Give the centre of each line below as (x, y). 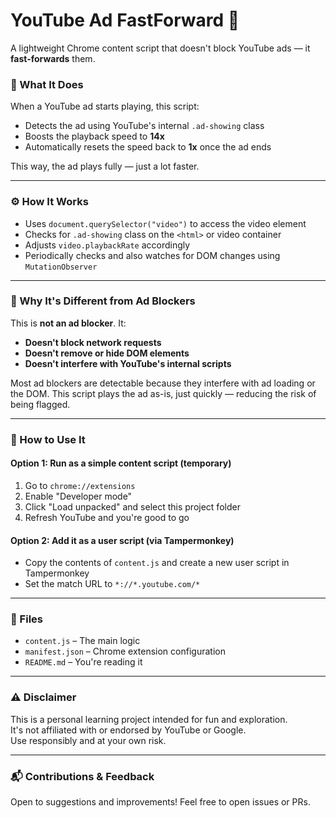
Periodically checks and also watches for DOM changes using (152, 255)
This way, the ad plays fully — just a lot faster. (105, 166)
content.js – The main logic (82, 641)
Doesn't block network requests (93, 342)
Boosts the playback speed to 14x (94, 136)
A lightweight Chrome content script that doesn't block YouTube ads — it (160, 48)
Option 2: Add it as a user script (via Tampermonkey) (122, 540)
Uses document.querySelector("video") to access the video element (165, 223)
